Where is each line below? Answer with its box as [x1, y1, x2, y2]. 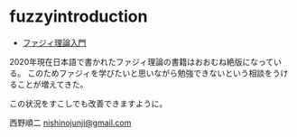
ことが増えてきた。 [16, 78, 88, 89]
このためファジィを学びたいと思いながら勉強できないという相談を [26, 68, 273, 78]
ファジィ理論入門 [22, 37, 87, 48]
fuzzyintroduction [9, 6, 148, 27]
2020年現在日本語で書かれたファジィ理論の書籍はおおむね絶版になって [9, 56, 274, 67]
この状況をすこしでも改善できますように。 [9, 97, 168, 109]
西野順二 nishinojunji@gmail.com [9, 117, 132, 128]
